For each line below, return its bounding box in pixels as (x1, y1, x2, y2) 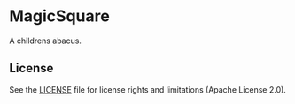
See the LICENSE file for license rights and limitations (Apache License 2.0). (9, 84, 286, 94)
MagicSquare (9, 6, 111, 26)
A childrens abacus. (9, 35, 82, 46)
